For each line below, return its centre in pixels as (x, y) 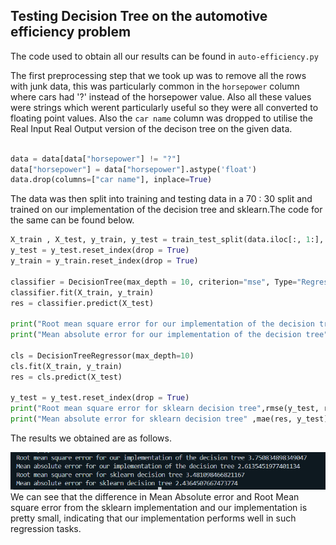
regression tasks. (46, 528)
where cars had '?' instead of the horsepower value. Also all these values (161, 96)
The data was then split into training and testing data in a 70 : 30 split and (161, 199)
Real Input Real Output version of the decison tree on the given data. (151, 128)
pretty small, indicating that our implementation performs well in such (153, 518)
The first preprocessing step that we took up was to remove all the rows (158, 75)
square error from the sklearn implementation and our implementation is (159, 507)
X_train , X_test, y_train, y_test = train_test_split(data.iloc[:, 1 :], (167, 240)
